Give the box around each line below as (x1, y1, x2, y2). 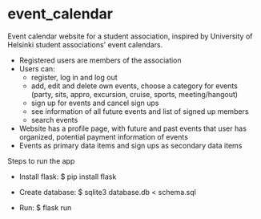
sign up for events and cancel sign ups (30, 98, 159, 107)
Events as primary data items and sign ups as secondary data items (18, 140, 243, 150)
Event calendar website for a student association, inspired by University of (7, 31, 253, 41)
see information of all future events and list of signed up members (30, 106, 249, 116)
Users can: (18, 63, 55, 73)
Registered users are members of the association (18, 55, 182, 65)
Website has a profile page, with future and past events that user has (18, 124, 247, 133)
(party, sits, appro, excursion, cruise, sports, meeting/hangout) (30, 89, 238, 99)
